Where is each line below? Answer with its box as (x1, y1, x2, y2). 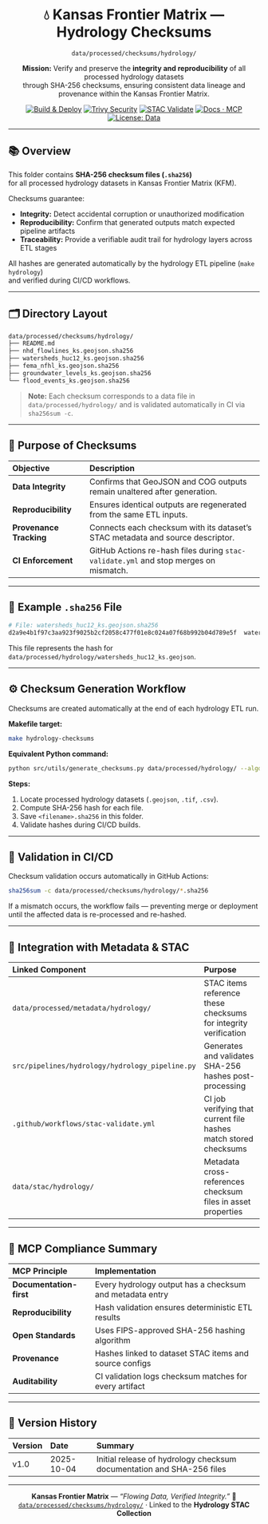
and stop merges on (140, 555, 216, 566)
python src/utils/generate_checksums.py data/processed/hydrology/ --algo (8, 764, 262, 772)
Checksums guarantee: (8, 193, 85, 203)
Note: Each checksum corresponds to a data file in (27, 391, 195, 401)
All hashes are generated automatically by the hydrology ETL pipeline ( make (8, 258, 255, 268)
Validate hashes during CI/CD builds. (19, 820, 141, 829)
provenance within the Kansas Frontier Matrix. (58, 89, 210, 98)
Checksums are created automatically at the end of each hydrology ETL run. (8, 703, 259, 713)
